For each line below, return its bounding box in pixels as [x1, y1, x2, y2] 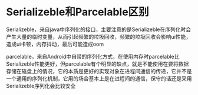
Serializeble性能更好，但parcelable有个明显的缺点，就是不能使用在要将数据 [6, 60, 189, 67]
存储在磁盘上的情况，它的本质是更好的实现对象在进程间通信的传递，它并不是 [6, 67, 192, 74]
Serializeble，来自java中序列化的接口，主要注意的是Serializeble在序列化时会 [6, 26, 192, 33]
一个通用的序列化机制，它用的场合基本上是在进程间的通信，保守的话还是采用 [6, 74, 192, 82]
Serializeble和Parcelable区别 [6, 5, 149, 19]
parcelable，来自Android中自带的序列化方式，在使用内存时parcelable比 [6, 53, 180, 60]
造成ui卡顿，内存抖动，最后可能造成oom [6, 40, 104, 48]
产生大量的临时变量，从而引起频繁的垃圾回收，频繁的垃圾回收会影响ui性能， [6, 33, 192, 40]
